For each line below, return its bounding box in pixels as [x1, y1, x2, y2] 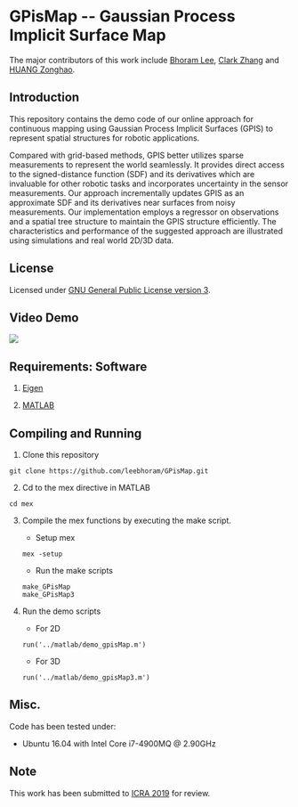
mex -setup [21, 550, 63, 558]
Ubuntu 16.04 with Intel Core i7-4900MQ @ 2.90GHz [21, 738, 216, 749]
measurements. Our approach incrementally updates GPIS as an [9, 187, 245, 198]
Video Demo [9, 310, 79, 325]
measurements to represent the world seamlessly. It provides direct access [9, 159, 285, 170]
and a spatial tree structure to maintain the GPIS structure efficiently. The [9, 216, 278, 226]
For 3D [35, 656, 60, 666]
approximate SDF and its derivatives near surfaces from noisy [9, 197, 236, 208]
